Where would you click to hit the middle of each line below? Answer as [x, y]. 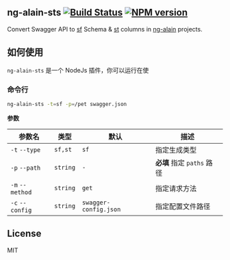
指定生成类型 [176, 150]
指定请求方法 [176, 188]
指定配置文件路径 [183, 206]
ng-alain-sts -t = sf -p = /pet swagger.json [67, 104]
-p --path [26, 168]
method [21, 192]
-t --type [26, 150]
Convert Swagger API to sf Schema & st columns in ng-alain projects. [105, 29]
